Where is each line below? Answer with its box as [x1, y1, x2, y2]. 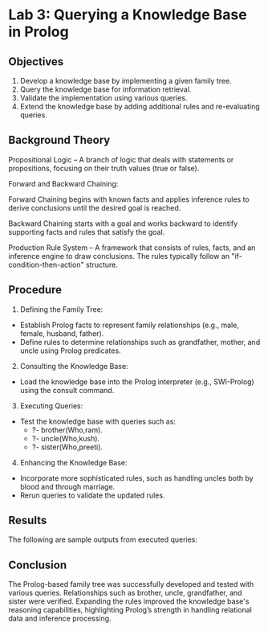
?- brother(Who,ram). [31, 424, 103, 435]
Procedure [8, 283, 63, 297]
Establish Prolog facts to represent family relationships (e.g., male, [19, 320, 239, 330]
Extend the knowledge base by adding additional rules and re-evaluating [19, 102, 261, 111]
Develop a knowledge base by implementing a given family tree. [19, 76, 232, 85]
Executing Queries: [19, 400, 83, 411]
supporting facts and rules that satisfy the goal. [8, 227, 165, 236]
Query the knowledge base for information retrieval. [19, 84, 192, 94]
